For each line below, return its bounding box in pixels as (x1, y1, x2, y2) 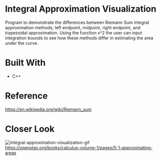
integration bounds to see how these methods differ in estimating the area (5, 35, 154, 41)
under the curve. (5, 40, 39, 46)
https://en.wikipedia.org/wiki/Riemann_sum (5, 106, 92, 112)
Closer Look (5, 124, 55, 134)
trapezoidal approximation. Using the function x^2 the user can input (5, 30, 143, 36)
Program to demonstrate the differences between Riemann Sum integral (5, 19, 149, 25)
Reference (5, 90, 48, 102)
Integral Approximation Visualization (5, 3, 157, 15)
